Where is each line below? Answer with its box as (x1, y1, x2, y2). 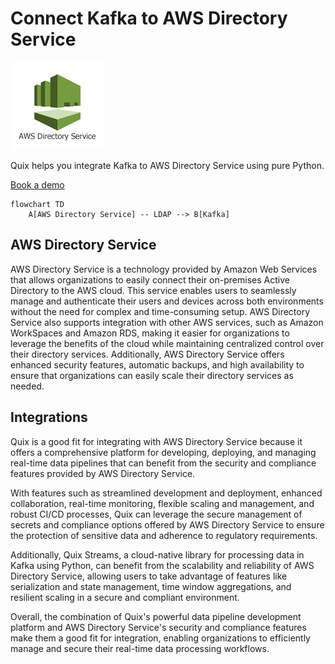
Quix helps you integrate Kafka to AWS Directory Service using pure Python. (10, 159, 325, 171)
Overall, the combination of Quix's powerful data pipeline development (10, 610, 302, 622)
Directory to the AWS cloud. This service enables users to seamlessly (10, 284, 297, 296)
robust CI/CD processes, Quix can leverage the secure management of (10, 508, 303, 520)
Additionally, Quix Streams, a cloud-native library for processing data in (10, 548, 305, 561)
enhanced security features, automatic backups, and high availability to (10, 358, 305, 371)
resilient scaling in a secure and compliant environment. (10, 591, 240, 603)
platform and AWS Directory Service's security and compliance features (10, 621, 307, 633)
